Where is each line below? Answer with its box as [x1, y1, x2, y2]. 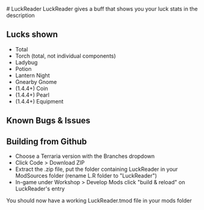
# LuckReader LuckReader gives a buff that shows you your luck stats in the [6, 6, 198, 12]
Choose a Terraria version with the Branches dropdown [15, 152, 155, 160]
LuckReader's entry [15, 185, 65, 192]
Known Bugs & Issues [6, 116, 90, 126]
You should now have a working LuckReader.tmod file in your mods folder [6, 197, 192, 204]
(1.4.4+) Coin [15, 84, 48, 92]
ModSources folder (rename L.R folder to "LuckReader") [15, 172, 158, 179]
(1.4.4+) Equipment [15, 97, 64, 105]
